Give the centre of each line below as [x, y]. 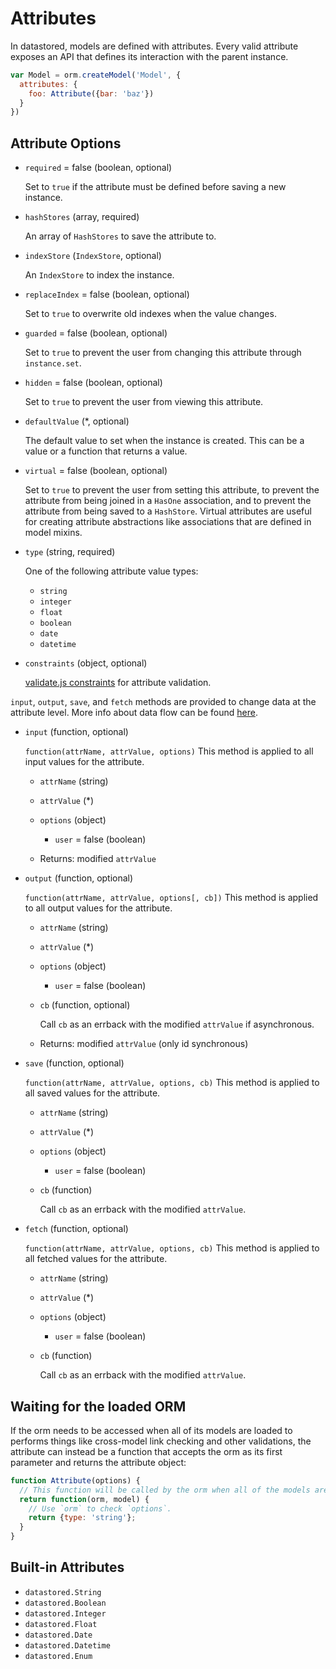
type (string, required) [70, 552]
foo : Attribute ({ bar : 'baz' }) [91, 93]
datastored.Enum [58, 1656]
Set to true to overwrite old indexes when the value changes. [150, 314]
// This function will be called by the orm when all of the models [165, 1490]
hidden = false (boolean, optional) [93, 383]
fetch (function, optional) [76, 1229]
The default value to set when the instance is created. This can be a [164, 441]
